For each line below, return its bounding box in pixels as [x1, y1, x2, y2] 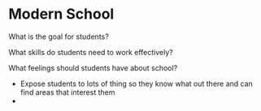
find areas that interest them [20, 87, 115, 97]
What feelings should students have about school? [8, 62, 178, 73]
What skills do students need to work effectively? [8, 47, 173, 57]
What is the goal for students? [8, 32, 110, 41]
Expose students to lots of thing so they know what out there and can [20, 79, 254, 88]
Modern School [8, 5, 115, 23]
